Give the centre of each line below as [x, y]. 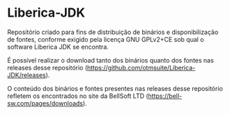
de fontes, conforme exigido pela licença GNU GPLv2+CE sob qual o [106, 39]
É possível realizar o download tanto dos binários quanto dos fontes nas [110, 60]
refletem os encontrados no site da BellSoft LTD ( [78, 96]
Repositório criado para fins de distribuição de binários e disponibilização [113, 32]
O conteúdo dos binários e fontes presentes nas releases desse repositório [115, 88]
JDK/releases [27, 75]
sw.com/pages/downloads [45, 103]
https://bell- [165, 96]
